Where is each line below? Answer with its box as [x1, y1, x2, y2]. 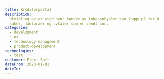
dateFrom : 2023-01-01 [5, 62, 50, 67]
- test [9, 53, 23, 58]
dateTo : [5, 67, 21, 72]
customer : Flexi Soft [5, 57, 50, 62]
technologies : [5, 48, 34, 53]
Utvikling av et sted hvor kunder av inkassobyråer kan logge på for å [9, 16, 160, 21]
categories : [5, 26, 29, 30]
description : [5, 12, 32, 17]
